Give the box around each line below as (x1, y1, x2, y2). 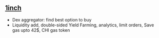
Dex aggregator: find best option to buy (12, 17, 92, 22)
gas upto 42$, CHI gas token (12, 27, 70, 33)
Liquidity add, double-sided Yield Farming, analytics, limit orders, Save (12, 22, 155, 28)
